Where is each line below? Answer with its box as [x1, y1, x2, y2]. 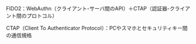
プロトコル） [26, 12, 57, 19]
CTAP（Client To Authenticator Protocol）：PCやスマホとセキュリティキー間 [6, 25, 188, 31]
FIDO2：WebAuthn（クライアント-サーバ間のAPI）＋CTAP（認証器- [6, 5, 170, 12]
